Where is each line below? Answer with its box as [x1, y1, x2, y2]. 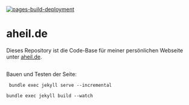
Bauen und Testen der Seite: [6, 71, 77, 78]
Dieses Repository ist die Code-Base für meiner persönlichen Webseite [6, 46, 184, 54]
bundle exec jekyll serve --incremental [8, 82, 112, 89]
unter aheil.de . [6, 53, 42, 60]
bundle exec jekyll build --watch [6, 93, 94, 99]
